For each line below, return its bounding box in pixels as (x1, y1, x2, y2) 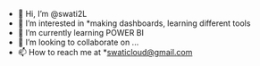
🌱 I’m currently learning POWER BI (17, 28, 145, 37)
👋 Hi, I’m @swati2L (17, 9, 88, 19)
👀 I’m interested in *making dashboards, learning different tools (17, 18, 251, 29)
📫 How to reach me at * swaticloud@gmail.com (17, 47, 193, 57)
